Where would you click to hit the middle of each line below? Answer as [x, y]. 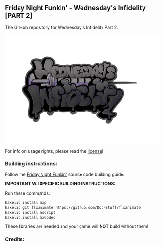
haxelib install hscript [30, 212]
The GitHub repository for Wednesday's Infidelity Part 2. [61, 27]
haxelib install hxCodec [30, 217]
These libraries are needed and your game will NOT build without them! [77, 226]
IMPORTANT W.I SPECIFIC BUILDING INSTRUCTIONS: [60, 183]
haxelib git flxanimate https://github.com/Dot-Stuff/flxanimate [73, 207]
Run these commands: [28, 193]
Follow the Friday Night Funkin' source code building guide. [65, 174]
